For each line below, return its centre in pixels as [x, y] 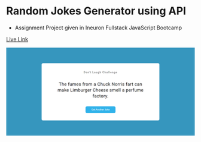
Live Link [17, 39]
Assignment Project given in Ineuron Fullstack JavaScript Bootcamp [98, 28]
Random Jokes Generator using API [96, 11]
